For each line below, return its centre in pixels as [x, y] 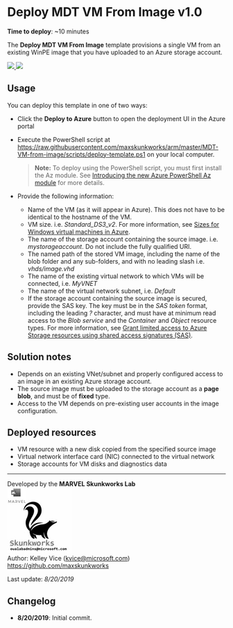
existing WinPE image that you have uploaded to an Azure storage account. [115, 52]
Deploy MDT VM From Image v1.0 [105, 12]
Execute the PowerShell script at [63, 139]
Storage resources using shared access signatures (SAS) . [110, 335]
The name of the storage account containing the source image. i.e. [123, 239]
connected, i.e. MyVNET [62, 283]
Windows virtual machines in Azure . [79, 232]
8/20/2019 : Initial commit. [54, 618]
